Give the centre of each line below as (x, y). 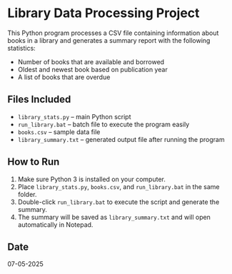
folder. (27, 194)
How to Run (34, 162)
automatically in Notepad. (55, 224)
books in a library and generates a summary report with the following (109, 40)
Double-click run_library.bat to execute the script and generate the (118, 202)
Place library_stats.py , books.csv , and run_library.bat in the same (118, 186)
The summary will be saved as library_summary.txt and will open (114, 217)
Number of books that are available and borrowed (91, 61)
